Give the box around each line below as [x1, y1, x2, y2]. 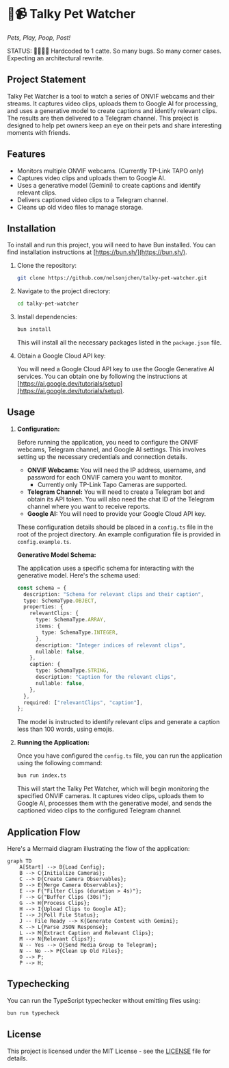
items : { [35, 623, 61, 630]
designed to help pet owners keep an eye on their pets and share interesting [7, 121, 222, 129]
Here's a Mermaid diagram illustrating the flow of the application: [7, 845, 190, 852]
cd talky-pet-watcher [16, 300, 79, 308]
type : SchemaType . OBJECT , [23, 597, 97, 604]
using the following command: [16, 759, 103, 767]
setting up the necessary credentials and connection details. [16, 452, 188, 460]
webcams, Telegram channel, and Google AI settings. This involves [16, 445, 206, 454]
